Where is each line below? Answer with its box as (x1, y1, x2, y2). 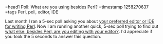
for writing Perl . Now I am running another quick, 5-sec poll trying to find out (5, 23, 159, 29)
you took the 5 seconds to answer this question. (5, 33, 101, 39)
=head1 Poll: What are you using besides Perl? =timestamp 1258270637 (5, 4, 149, 10)
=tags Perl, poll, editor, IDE (5, 9, 58, 15)
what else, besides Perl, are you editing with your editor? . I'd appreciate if (5, 29, 153, 34)
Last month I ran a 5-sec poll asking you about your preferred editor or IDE (5, 19, 155, 24)
